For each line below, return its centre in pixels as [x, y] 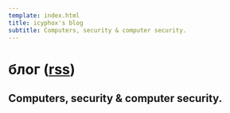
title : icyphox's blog [46, 23]
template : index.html [44, 15]
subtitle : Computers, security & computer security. [97, 30]
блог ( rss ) [42, 69]
